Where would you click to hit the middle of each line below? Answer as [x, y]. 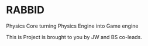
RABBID [25, 10]
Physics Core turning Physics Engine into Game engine [72, 26]
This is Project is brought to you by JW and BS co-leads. [74, 37]
